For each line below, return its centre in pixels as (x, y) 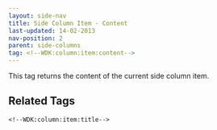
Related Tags (42, 101)
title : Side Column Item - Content (68, 23)
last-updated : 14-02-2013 (52, 30)
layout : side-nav (38, 16)
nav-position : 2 (35, 38)
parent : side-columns (45, 46)
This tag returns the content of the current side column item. (109, 76)
